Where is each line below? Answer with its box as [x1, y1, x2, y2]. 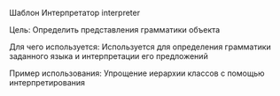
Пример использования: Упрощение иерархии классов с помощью [9, 68, 265, 78]
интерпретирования [9, 78, 86, 87]
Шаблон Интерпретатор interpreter [9, 8, 140, 18]
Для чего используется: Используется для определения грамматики [9, 41, 272, 52]
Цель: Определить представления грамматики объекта [9, 25, 221, 34]
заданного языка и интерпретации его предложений [9, 51, 208, 61]
